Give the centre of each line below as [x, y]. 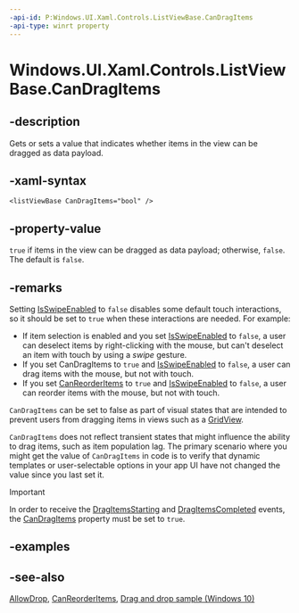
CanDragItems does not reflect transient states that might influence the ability [150, 436]
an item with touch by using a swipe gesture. [104, 354]
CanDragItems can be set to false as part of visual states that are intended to [148, 410]
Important [27, 492]
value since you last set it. [57, 475]
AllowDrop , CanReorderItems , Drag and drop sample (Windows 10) [132, 599]
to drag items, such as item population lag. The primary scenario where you [148, 446]
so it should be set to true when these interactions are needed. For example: [150, 319]
